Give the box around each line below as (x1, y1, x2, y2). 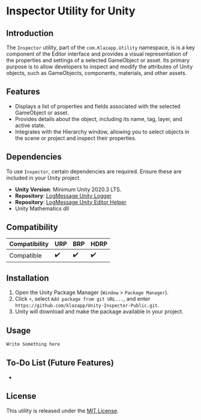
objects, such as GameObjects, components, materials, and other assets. (6, 70, 187, 76)
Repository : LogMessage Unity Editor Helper (14, 198, 127, 206)
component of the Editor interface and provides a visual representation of (6, 50, 188, 58)
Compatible (9, 251, 42, 259)
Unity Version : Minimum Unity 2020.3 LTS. (14, 186, 122, 193)
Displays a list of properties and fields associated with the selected (14, 102, 181, 110)
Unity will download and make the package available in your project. (14, 308, 184, 315)
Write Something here (6, 342, 61, 348)
